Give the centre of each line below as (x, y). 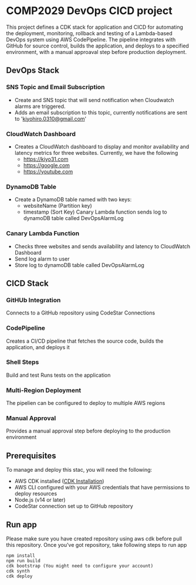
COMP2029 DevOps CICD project (89, 11)
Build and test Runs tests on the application (58, 375)
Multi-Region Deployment (44, 390)
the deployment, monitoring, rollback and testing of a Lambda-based (89, 33)
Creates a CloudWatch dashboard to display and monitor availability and (102, 146)
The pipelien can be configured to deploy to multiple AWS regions (86, 403)
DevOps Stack (33, 71)
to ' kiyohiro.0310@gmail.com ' (50, 119)
